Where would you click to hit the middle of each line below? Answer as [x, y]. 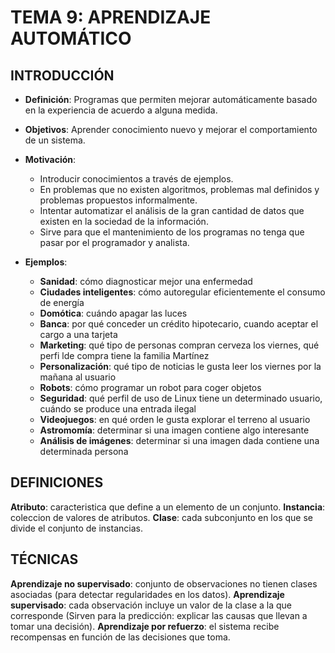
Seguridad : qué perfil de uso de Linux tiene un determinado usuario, [181, 398]
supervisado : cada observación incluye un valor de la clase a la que [151, 605]
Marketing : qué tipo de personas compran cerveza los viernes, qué [179, 345]
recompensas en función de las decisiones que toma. [120, 637]
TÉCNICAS [44, 559]
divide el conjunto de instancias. [76, 528]
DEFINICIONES [57, 482]
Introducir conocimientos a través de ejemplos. [136, 179]
